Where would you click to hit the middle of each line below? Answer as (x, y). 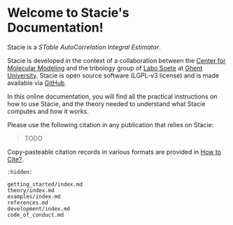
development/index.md (39, 209)
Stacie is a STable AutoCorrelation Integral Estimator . (84, 47)
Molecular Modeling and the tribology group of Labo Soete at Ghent (105, 68)
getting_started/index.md (45, 184)
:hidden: (20, 172)
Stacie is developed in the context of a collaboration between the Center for (116, 60)
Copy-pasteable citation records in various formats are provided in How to (114, 152)
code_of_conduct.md (36, 215)
